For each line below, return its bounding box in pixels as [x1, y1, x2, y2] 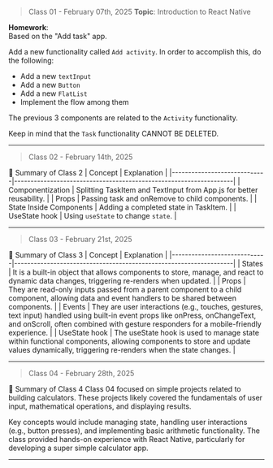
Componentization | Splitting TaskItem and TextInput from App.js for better [8, 185, 258, 194]
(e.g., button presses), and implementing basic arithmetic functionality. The [8, 426, 260, 435]
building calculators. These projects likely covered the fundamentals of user [8, 393, 262, 402]
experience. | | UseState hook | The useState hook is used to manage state [8, 328, 260, 337]
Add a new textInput [19, 71, 92, 80]
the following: [8, 56, 54, 65]
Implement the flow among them [19, 97, 129, 106]
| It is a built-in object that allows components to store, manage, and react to [8, 267, 264, 277]
